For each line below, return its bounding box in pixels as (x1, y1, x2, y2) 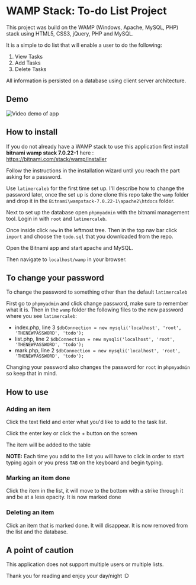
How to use (6, 387, 49, 397)
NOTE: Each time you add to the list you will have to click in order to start (6, 453, 185, 460)
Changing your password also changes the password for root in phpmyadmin (6, 364, 191, 371)
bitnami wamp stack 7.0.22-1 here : (6, 149, 94, 156)
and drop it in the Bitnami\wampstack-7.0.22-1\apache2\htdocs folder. (6, 197, 175, 204)
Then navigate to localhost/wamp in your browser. (6, 256, 127, 263)
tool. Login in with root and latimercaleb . (6, 215, 107, 222)
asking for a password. (6, 173, 62, 180)
